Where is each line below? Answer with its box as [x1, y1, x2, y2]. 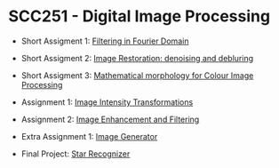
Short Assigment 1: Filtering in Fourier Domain [20, 36, 189, 46]
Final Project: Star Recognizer [20, 148, 131, 159]
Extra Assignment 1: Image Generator [20, 131, 158, 141]
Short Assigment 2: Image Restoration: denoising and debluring [20, 52, 254, 63]
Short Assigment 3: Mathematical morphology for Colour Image [20, 69, 254, 81]
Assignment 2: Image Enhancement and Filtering [20, 114, 200, 124]
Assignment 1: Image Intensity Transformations [20, 96, 194, 108]
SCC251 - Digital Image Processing [8, 6, 271, 27]
